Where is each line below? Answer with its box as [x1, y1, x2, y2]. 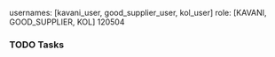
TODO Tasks [9, 39, 65, 51]
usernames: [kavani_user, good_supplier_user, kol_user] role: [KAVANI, [9, 8, 268, 18]
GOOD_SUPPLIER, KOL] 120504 [9, 17, 125, 27]
